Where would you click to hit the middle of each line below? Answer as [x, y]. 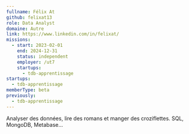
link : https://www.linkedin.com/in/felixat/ [63, 34]
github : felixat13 [29, 17]
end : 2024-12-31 [37, 51]
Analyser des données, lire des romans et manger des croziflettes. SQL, [95, 118]
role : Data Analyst [31, 23]
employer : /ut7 [36, 62]
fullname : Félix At [31, 12]
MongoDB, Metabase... [35, 124]
